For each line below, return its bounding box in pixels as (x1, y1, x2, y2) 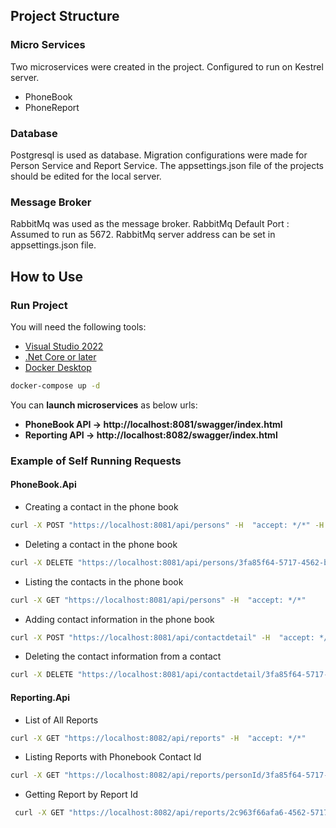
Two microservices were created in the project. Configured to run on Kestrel (10, 60, 324, 73)
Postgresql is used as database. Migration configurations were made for (10, 149, 308, 161)
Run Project (10, 298, 68, 312)
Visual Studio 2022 (24, 340, 104, 352)
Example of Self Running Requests (10, 454, 182, 468)
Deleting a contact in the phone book (24, 538, 178, 550)
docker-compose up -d (10, 380, 101, 391)
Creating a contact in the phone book (24, 500, 179, 513)
